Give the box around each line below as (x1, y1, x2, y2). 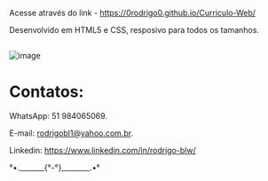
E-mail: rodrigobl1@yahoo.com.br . (9, 128, 134, 138)
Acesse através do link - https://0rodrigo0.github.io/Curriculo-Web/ (9, 8, 256, 18)
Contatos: (9, 82, 84, 101)
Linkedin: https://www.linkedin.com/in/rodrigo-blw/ (9, 146, 197, 156)
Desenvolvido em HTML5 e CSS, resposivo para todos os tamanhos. (9, 25, 260, 35)
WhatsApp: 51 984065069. (9, 111, 108, 122)
